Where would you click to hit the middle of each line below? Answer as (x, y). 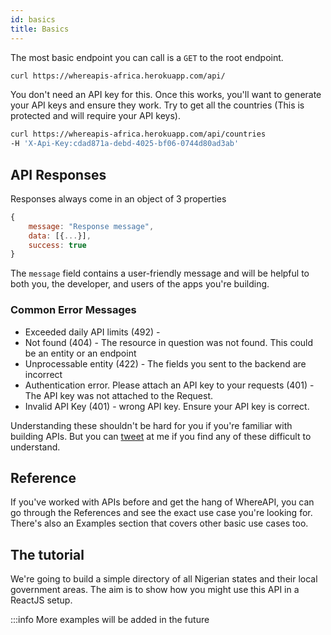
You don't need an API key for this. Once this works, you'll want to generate (166, 95)
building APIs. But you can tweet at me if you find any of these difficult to (161, 436)
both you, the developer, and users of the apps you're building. (140, 284)
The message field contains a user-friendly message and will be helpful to (160, 273)
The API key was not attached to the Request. (119, 395)
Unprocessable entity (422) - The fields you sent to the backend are (165, 363)
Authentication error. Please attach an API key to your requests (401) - (169, 385)
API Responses (58, 174)
